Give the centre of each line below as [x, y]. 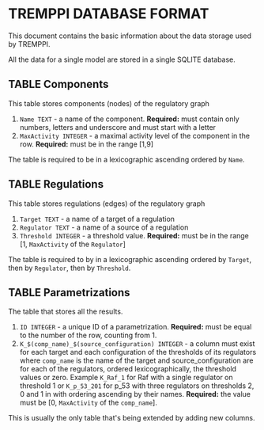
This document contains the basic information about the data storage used [130, 36]
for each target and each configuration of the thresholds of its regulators [138, 352]
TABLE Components [58, 84]
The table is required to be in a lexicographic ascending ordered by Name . [126, 159]
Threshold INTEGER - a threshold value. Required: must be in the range [134, 235]
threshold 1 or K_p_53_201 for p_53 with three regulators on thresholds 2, [137, 386]
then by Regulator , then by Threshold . [70, 268]
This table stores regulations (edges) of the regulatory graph [107, 204]
